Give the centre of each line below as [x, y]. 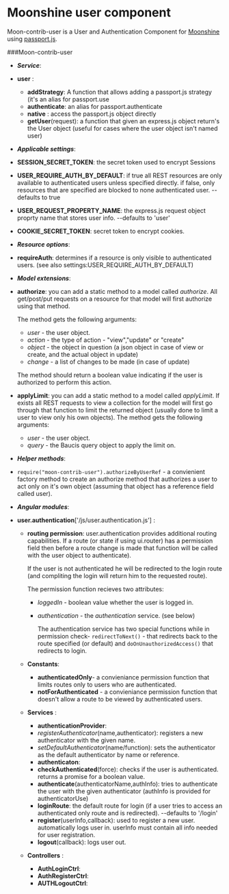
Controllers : [45, 855]
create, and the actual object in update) [83, 354]
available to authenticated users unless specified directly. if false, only [116, 182]
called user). [35, 493]
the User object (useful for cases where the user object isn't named [122, 128]
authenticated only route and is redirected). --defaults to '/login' [127, 812]
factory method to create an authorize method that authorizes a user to [117, 479]
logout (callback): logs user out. [82, 842]
